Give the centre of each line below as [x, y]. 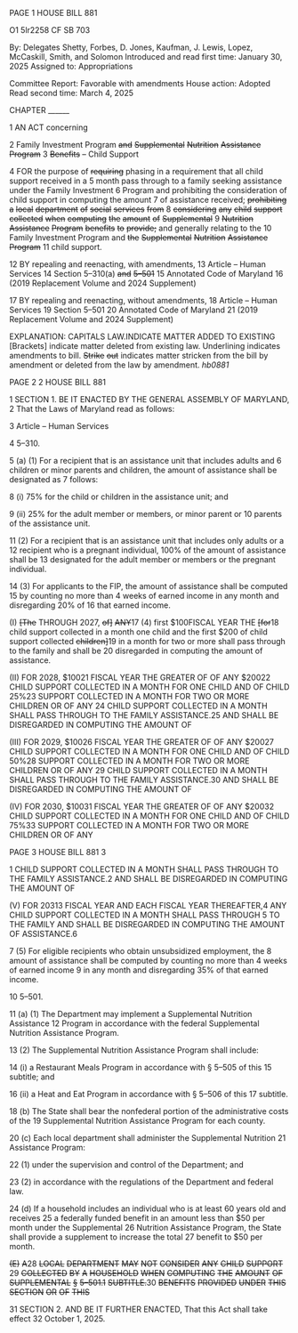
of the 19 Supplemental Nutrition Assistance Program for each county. [137, 1121]
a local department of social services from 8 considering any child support [146, 209]
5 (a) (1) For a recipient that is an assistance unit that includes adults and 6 [145, 460]
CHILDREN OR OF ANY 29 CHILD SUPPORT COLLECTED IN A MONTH [139, 770]
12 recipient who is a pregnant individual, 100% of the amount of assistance [148, 550]
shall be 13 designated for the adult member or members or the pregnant [142, 559]
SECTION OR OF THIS [50, 1292]
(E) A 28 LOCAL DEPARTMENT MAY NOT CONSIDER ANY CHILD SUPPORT [146, 1264]
